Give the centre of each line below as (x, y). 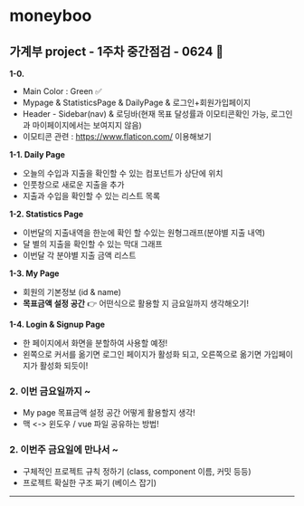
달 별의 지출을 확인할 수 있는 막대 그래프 (92, 244)
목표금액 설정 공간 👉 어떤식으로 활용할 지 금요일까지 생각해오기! (135, 303)
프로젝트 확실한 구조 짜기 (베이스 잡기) (89, 482)
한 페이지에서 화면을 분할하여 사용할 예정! (95, 343)
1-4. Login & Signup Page (57, 324)
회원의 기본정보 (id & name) (72, 292)
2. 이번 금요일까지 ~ (50, 391)
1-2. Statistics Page (47, 214)
